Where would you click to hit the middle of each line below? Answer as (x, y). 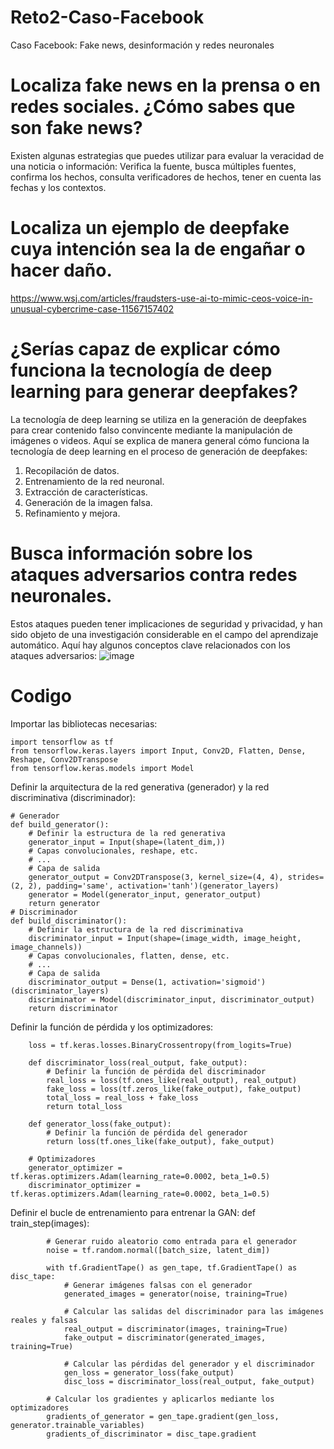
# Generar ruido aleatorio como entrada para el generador (172, 1241)
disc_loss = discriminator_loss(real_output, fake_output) (189, 1381)
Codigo (41, 695)
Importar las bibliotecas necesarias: (84, 723)
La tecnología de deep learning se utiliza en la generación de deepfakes (158, 419)
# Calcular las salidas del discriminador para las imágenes (194, 1311)
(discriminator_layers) (60, 991)
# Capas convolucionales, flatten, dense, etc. (129, 956)
